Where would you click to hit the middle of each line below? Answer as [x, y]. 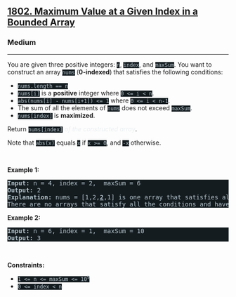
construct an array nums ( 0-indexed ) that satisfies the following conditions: [115, 72]
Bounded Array [41, 23]
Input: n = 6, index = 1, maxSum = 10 [76, 231]
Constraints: [26, 265]
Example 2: [24, 218]
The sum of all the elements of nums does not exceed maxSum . [105, 107]
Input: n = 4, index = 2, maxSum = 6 [74, 183]
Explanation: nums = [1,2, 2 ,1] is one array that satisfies [113, 197]
